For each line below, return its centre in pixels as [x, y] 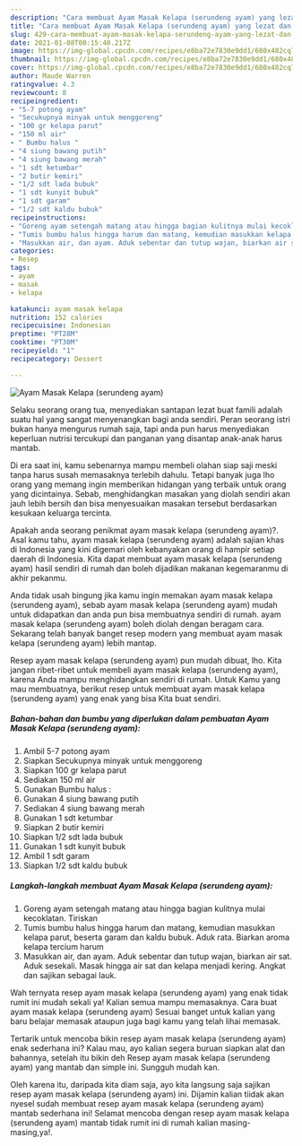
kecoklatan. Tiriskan [60, 918]
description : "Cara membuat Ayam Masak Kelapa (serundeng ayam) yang [143, 17]
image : [22, 51]
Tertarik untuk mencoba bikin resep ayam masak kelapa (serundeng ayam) [148, 1038]
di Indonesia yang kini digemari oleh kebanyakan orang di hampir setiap [143, 549]
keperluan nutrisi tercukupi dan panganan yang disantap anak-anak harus [147, 438]
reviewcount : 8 [39, 92]
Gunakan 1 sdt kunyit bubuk [74, 846]
